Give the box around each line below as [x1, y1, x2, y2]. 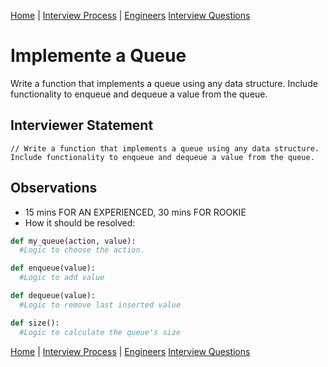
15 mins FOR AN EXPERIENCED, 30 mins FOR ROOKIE [24, 206, 247, 218]
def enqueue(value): [10, 263, 97, 274]
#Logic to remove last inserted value [19, 300, 182, 310]
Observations [10, 180, 98, 197]
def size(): [10, 318, 60, 328]
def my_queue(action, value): [10, 236, 137, 246]
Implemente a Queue [10, 45, 187, 67]
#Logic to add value [19, 273, 105, 283]
